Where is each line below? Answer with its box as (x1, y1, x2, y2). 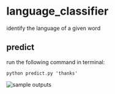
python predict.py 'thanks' (6, 70, 78, 76)
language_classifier (6, 4, 109, 18)
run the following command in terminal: (6, 58, 105, 65)
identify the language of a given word (6, 24, 101, 32)
